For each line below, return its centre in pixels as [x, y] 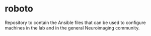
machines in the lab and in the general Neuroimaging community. [72, 27]
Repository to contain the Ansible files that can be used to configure [75, 22]
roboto [19, 9]
